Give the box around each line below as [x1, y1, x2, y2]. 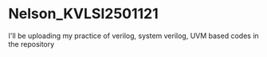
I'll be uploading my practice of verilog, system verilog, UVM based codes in [8, 31, 259, 40]
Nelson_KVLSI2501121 [8, 5, 159, 23]
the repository [8, 39, 55, 48]
